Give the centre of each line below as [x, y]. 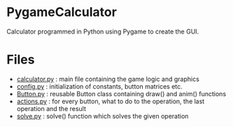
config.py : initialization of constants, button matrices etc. [99, 86]
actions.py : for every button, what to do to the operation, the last [111, 101]
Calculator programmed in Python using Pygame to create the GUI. [103, 31]
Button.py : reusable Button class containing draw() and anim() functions [121, 94]
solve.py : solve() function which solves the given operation [103, 116]
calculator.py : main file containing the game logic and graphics [108, 79]
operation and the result [51, 108]
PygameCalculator [62, 12]
